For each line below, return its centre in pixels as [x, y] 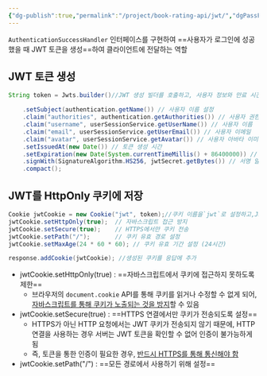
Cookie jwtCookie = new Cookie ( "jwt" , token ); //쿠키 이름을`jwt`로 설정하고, [132, 215]
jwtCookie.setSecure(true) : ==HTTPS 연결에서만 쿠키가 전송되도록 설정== [138, 314]
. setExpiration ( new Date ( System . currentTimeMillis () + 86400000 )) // [140, 154]
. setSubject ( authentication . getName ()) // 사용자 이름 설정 [118, 110]
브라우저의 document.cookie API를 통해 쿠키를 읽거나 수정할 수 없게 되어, [144, 294]
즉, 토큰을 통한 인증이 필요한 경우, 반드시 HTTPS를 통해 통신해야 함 [135, 354]
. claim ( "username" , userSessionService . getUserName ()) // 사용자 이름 [137, 125]
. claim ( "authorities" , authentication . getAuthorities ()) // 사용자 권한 [141, 117]
